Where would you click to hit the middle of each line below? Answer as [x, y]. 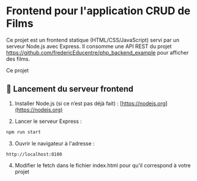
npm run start [24, 132]
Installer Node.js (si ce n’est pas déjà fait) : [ [68, 103]
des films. [18, 59]
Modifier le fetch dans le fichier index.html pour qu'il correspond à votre [103, 165]
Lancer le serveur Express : [48, 121]
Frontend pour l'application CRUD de [99, 11]
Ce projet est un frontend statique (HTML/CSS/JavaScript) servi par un [93, 40]
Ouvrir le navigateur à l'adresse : [55, 143]
